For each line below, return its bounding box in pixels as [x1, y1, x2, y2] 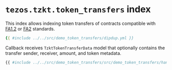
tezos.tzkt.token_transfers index [5, 4, 151, 15]
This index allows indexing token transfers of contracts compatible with [5, 20, 156, 26]
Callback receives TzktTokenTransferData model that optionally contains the [5, 45, 165, 51]
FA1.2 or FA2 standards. [5, 25, 55, 31]
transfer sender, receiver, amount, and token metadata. [5, 50, 122, 56]
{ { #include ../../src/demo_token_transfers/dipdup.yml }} [5, 36, 134, 41]
